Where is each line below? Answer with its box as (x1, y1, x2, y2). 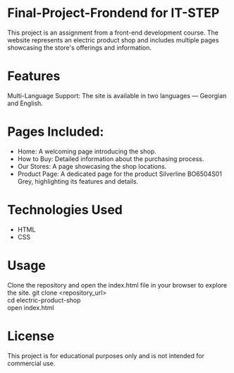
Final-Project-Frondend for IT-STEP (7, 5, 220, 21)
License (7, 328, 55, 344)
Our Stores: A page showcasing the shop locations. (17, 162, 167, 170)
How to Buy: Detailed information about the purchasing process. (17, 154, 204, 163)
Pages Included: (7, 124, 104, 140)
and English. (7, 99, 44, 107)
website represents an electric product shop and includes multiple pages (7, 35, 219, 44)
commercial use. (7, 359, 56, 367)
